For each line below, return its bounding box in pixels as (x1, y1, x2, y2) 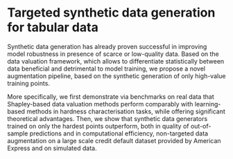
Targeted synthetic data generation (7, 5, 216, 21)
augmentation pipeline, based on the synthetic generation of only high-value (7, 71, 226, 80)
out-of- (190, 122, 212, 130)
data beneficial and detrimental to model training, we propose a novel (7, 64, 206, 73)
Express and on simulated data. (7, 144, 97, 152)
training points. (7, 79, 51, 87)
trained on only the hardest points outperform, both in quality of (7, 122, 189, 130)
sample (7, 129, 28, 138)
